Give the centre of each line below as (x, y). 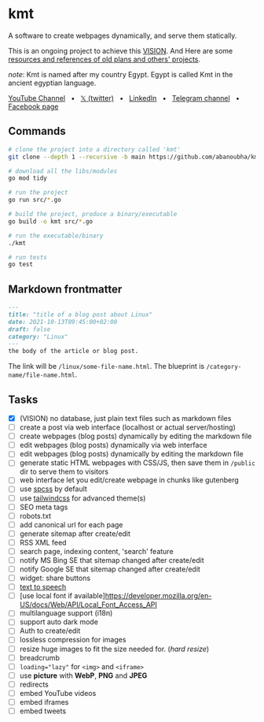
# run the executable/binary (56, 236)
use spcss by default (53, 489)
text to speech (43, 587)
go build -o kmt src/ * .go (50, 221)
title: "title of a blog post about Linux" (81, 314)
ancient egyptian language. (52, 83)
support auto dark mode (59, 622)
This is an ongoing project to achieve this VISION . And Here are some (121, 50)
